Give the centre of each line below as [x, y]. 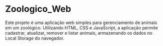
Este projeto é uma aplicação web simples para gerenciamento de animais [81, 23]
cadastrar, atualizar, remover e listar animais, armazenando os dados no [79, 33]
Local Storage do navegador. [35, 38]
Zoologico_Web [38, 9]
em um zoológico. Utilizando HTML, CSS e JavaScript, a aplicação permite [81, 27]
